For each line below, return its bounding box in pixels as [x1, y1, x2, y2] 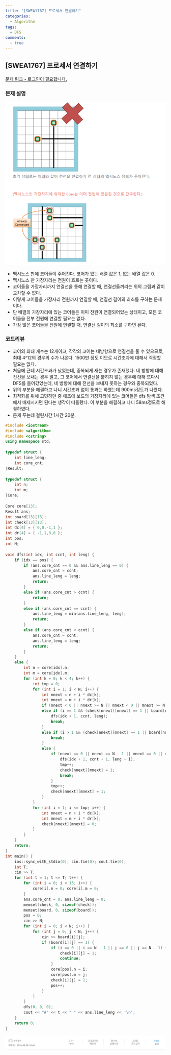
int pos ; [5, 536, 24, 541]
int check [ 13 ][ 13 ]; [5, 520, 47, 525]
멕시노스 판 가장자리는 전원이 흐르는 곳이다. [12, 277, 99, 283]
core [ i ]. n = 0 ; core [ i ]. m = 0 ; [32, 886, 99, 891]
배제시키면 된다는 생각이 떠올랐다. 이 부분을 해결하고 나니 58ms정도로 [22, 399, 160, 405]
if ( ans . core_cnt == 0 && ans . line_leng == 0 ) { [23, 563, 129, 568]
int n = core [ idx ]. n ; [23, 665, 70, 670]
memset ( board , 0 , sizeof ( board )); [23, 907, 97, 913]
